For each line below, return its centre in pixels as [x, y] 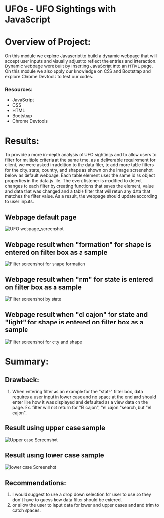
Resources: [19, 90]
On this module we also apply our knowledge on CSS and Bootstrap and [78, 71]
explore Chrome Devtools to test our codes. [49, 77]
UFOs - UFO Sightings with [61, 9]
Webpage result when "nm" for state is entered [79, 279]
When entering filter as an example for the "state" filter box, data [78, 391]
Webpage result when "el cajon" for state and [77, 314]
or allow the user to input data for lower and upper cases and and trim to [85, 505]
